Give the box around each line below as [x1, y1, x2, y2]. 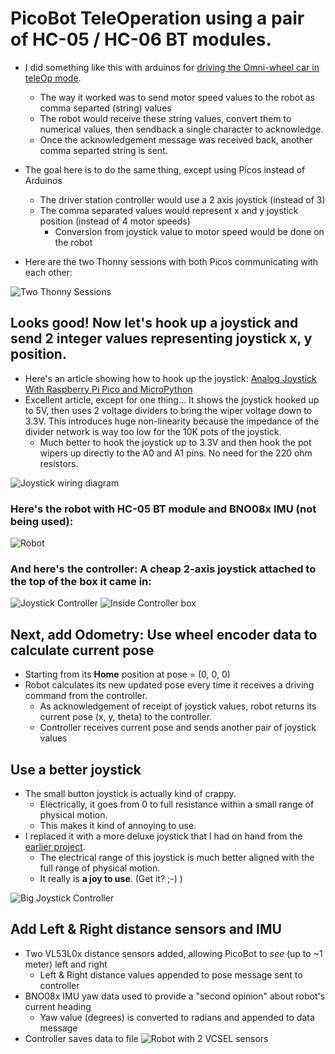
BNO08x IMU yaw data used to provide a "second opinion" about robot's [24, 990, 326, 1002]
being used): [10, 514, 74, 528]
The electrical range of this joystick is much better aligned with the [39, 851, 315, 863]
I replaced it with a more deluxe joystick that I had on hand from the [24, 830, 303, 842]
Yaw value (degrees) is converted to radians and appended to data [39, 1011, 315, 1023]
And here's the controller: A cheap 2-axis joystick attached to [10, 562, 317, 576]
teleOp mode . [24, 72, 82, 84]
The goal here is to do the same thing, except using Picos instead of [24, 163, 306, 176]
